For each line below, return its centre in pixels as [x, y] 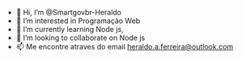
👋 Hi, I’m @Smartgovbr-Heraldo [68, 12]
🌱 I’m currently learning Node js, [70, 29]
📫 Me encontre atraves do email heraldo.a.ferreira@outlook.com [125, 47]
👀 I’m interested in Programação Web [78, 21]
